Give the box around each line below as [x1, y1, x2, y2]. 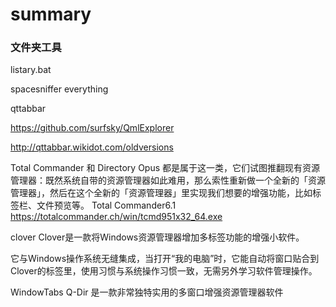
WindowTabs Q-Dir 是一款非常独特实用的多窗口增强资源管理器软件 [10, 286, 284, 298]
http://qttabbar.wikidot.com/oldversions [10, 141, 174, 153]
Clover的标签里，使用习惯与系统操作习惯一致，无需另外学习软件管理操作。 [10, 265, 318, 277]
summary [10, 3, 92, 26]
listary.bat [10, 64, 52, 76]
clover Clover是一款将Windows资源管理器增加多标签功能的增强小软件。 [10, 231, 305, 243]
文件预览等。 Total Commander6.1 [36, 199, 177, 212]
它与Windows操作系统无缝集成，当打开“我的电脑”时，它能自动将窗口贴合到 [10, 253, 320, 265]
